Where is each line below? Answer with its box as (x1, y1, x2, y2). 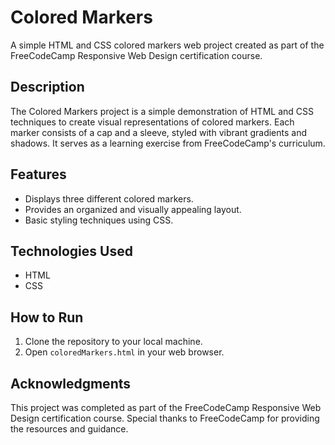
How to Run (10, 309, 84, 326)
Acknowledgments (10, 375, 132, 392)
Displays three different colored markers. (24, 192, 194, 205)
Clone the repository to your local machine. (24, 336, 203, 348)
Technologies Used (10, 242, 133, 260)
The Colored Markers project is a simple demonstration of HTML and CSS (10, 105, 314, 117)
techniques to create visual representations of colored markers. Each (10, 116, 295, 128)
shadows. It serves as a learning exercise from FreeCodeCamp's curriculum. (10, 137, 326, 149)
